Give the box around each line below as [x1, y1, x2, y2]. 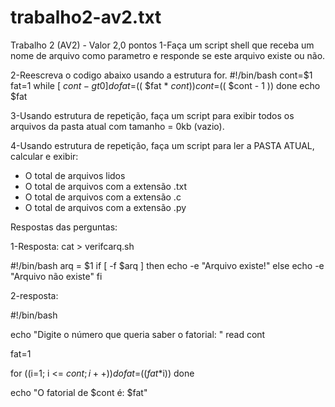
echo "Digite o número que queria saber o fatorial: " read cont [10, 328, 266, 340]
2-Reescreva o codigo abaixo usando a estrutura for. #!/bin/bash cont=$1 [10, 69, 313, 81]
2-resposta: [10, 289, 59, 301]
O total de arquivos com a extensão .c [24, 191, 182, 203]
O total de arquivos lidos [24, 169, 126, 181]
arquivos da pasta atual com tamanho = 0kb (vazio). [10, 120, 225, 132]
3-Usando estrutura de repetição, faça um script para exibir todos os [10, 109, 295, 121]
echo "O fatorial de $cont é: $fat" [10, 386, 148, 398]
